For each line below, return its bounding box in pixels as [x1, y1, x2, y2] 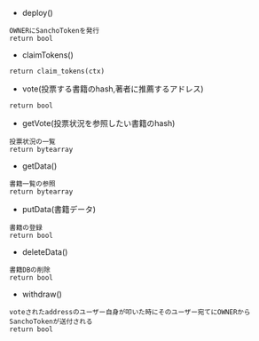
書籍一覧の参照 [9, 179, 56, 188]
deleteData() [21, 247, 68, 257]
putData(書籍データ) [21, 204, 96, 214]
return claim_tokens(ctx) [9, 67, 105, 75]
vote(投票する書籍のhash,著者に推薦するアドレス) [21, 83, 204, 94]
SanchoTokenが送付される [9, 317, 93, 326]
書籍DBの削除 [9, 266, 51, 274]
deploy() [21, 8, 53, 18]
